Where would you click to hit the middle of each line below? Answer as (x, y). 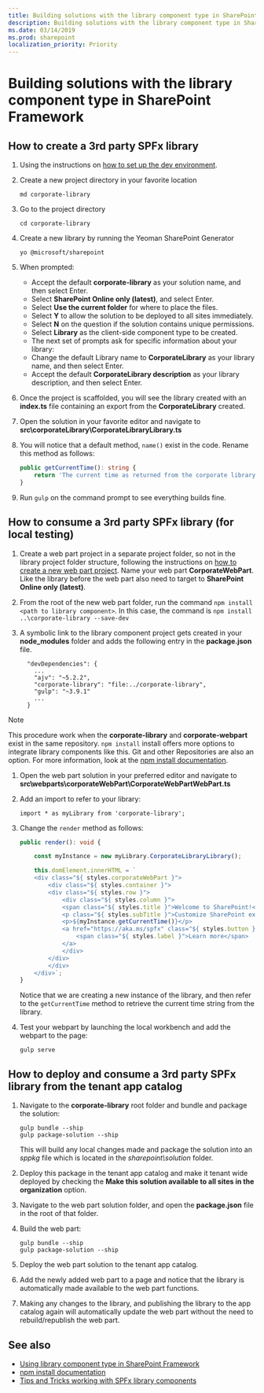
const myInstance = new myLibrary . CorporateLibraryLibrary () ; (138, 857)
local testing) (41, 534)
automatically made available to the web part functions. (109, 1288)
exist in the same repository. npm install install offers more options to (121, 743)
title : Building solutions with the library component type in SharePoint (133, 15)
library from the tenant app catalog (95, 1086)
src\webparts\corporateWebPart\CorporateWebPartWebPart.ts (125, 783)
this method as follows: (57, 454)
